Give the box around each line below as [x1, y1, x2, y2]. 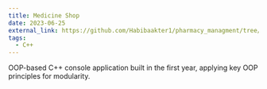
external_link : [8, 26, 59, 34]
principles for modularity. [8, 72, 91, 81]
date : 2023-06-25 [8, 19, 66, 27]
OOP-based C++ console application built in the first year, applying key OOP [8, 63, 258, 72]
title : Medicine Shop [8, 11, 80, 20]
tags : [8, 33, 26, 42]
